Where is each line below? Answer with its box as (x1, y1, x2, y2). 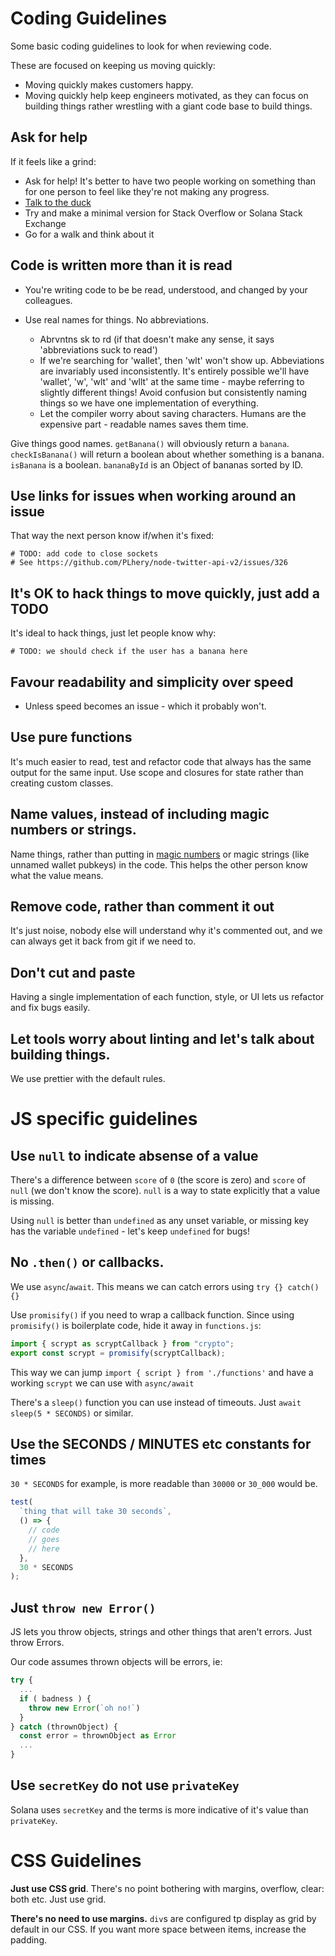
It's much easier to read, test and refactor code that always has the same (10, 755, 312, 767)
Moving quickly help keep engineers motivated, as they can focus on (24, 89, 309, 101)
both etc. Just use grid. (10, 1893, 107, 1905)
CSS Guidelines (10, 1850, 142, 1872)
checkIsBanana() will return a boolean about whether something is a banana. (10, 448, 325, 460)
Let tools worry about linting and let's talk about (10, 1030, 315, 1047)
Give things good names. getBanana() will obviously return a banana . (10, 437, 290, 449)
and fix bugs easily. (10, 1002, 91, 1014)
